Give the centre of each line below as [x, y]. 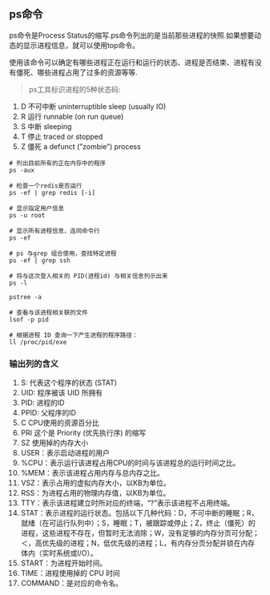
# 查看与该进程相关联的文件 [49, 312]
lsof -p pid [29, 319]
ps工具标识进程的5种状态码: [75, 89]
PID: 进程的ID [42, 403]
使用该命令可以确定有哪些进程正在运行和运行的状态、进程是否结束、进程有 [132, 62]
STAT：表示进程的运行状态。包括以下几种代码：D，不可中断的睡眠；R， [139, 513]
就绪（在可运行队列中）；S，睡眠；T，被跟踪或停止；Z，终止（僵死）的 [138, 523]
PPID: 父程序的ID [48, 413]
